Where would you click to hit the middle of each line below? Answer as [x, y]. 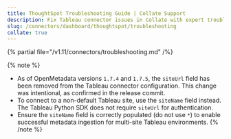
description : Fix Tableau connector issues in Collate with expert [106, 20]
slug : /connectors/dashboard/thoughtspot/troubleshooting [92, 26]
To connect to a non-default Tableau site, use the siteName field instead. [119, 101]
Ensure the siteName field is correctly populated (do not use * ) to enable [119, 115]
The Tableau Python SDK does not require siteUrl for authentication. [115, 108]
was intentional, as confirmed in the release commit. [91, 93]
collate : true [27, 33]
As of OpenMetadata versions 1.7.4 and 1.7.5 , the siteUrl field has [113, 79]
